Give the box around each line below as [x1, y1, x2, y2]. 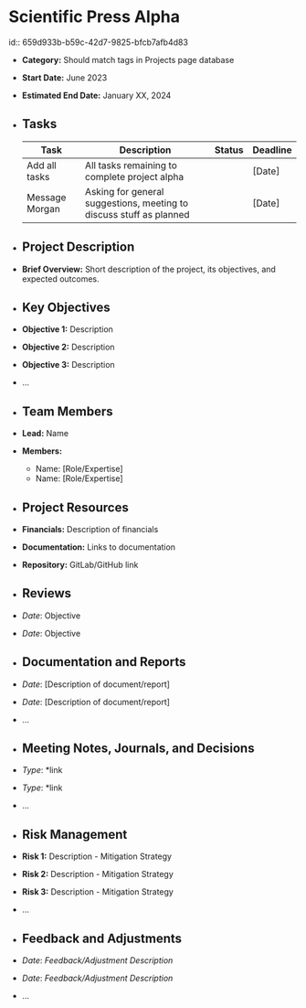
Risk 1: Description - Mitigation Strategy [21, 851, 173, 862]
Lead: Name [21, 428, 69, 439]
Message [26, 190, 67, 203]
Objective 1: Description [21, 324, 113, 335]
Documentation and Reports [21, 654, 186, 670]
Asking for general [84, 185, 164, 198]
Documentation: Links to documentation [21, 542, 175, 552]
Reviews [21, 585, 72, 601]
